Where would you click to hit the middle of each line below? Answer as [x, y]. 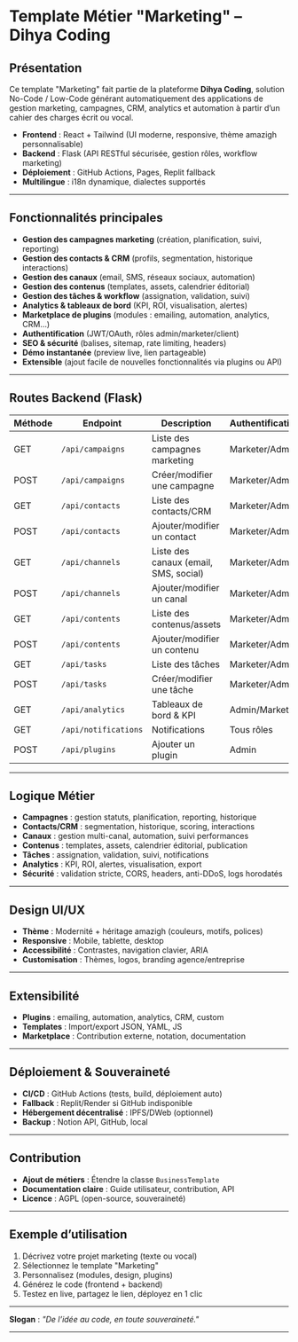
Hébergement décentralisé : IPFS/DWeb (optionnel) [118, 1112]
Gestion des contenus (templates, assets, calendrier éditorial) [136, 286]
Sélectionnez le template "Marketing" [90, 1265]
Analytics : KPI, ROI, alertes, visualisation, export [112, 864]
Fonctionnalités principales [86, 218]
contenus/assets [187, 624]
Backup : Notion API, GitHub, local [85, 1122]
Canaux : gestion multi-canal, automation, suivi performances [135, 836]
